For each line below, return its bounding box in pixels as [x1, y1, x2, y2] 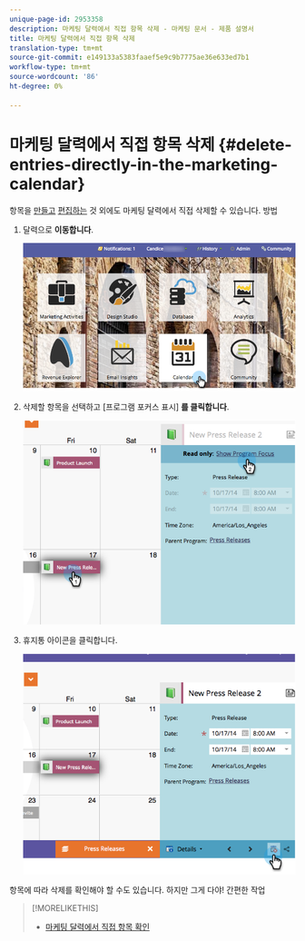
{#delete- [218, 134, 292, 154]
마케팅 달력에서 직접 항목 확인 [44, 922, 150, 933]
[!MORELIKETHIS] [31, 903, 99, 914]
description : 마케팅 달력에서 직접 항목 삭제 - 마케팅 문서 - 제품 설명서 [9, 24, 254, 34]
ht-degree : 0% [9, 82, 64, 91]
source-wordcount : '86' [9, 73, 100, 82]
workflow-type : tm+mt [9, 63, 92, 72]
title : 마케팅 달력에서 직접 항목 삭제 [9, 34, 135, 43]
